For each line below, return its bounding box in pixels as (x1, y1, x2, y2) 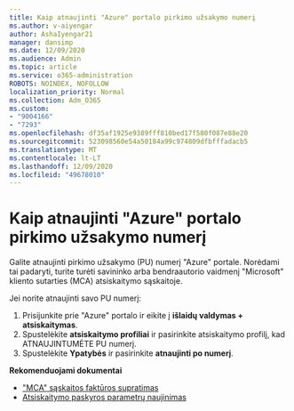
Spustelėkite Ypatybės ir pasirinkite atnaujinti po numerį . (21, 348, 234, 359)
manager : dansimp (9, 37, 74, 47)
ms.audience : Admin (9, 54, 82, 63)
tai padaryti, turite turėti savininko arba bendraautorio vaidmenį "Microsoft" (9, 266, 284, 277)
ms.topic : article (9, 63, 77, 72)
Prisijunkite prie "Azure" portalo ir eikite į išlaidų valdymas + (21, 310, 244, 321)
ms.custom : (9, 104, 50, 113)
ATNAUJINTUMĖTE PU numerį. (21, 339, 137, 350)
